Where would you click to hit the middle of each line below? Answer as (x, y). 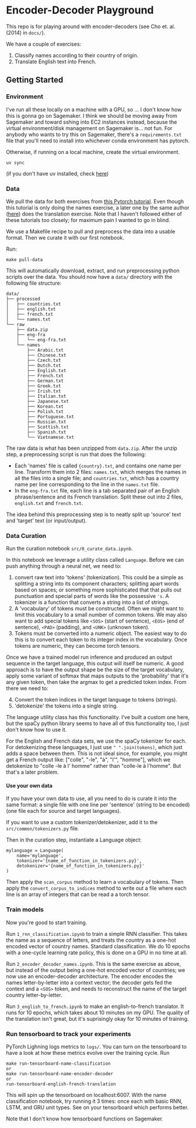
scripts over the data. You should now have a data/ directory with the (89, 276)
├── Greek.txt (44, 386)
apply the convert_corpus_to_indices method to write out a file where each (96, 888)
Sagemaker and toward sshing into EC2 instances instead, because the (92, 122)
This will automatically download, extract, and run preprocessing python (93, 271)
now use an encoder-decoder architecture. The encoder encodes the (90, 976)
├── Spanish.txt (47, 432)
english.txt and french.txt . (49, 503)
